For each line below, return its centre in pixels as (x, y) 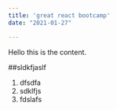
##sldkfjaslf (27, 67)
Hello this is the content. (48, 52)
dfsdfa (30, 82)
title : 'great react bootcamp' (59, 15)
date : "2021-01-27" (40, 23)
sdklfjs (30, 90)
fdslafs (31, 99)
